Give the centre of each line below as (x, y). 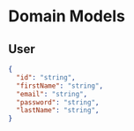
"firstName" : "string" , (60, 86)
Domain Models (67, 16)
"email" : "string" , (52, 94)
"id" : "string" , (46, 77)
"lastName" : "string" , (58, 111)
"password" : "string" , (58, 102)
